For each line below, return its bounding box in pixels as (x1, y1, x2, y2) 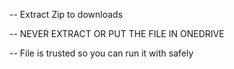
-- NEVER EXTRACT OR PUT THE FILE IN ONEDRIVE (9, 28, 225, 39)
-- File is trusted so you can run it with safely (9, 47, 194, 59)
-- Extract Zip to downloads (9, 9, 124, 20)
